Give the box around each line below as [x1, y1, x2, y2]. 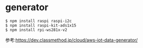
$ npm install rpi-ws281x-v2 [5, 27, 67, 32]
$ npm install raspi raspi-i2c [5, 18, 72, 23]
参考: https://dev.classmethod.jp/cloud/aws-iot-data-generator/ [5, 37, 138, 43]
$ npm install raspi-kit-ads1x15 [5, 22, 77, 28]
